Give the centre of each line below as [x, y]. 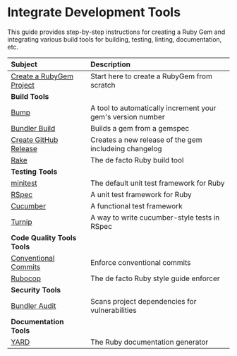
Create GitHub [35, 140]
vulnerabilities [114, 310]
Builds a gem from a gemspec [140, 128]
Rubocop [26, 278]
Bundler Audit [34, 306]
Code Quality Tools [44, 237]
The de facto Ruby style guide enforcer [155, 278]
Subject [24, 64]
